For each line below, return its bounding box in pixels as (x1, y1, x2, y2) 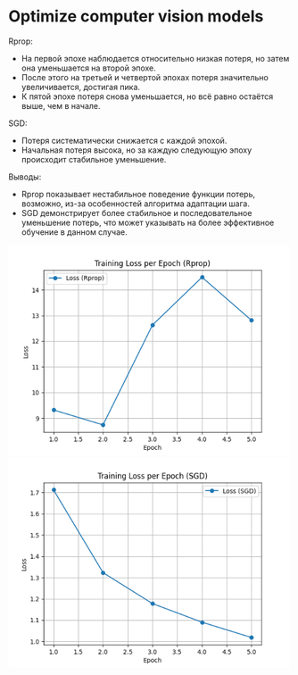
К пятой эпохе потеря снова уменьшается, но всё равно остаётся (21, 91, 274, 102)
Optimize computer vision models (8, 6, 264, 27)
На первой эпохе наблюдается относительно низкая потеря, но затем (21, 53, 290, 63)
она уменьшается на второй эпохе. (21, 62, 157, 73)
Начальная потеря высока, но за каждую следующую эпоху (21, 145, 252, 155)
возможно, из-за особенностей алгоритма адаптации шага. (21, 198, 251, 209)
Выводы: (8, 171, 42, 182)
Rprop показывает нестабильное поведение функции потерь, (21, 188, 256, 199)
